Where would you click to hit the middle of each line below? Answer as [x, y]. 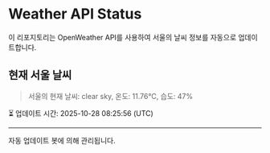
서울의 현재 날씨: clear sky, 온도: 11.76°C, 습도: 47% [110, 96]
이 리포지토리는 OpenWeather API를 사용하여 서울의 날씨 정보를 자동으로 [123, 37]
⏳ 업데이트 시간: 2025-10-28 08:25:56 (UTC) [81, 113]
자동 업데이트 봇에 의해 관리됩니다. [62, 140]
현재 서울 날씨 [40, 75]
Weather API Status [75, 14]
